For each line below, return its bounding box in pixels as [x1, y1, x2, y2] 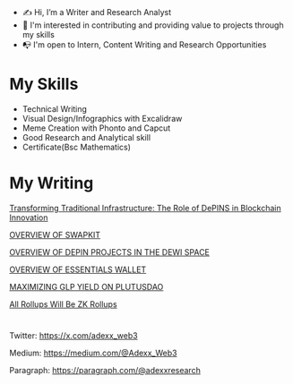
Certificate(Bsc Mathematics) [22, 141, 132, 153]
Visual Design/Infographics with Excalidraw [22, 114, 183, 124]
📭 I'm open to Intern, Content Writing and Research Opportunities [22, 39, 267, 50]
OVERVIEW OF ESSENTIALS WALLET [9, 264, 147, 275]
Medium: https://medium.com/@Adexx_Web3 [9, 347, 177, 359]
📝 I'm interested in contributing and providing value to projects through [22, 20, 284, 30]
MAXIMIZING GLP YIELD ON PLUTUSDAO [9, 282, 164, 293]
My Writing [9, 173, 94, 193]
